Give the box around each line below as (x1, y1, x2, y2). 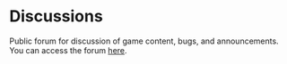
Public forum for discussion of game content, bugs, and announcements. (9, 36, 280, 46)
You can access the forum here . (9, 44, 127, 55)
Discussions (9, 6, 103, 27)
